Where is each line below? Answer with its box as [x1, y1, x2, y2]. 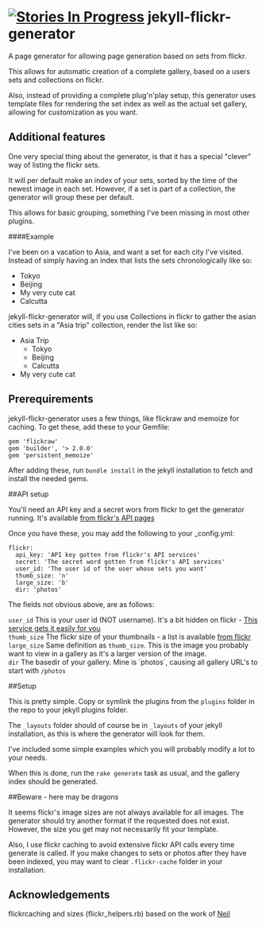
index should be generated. [8, 776, 98, 786]
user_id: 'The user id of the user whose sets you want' [15, 565, 208, 573]
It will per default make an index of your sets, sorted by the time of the [8, 175, 238, 185]
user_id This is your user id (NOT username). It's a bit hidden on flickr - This [8, 615, 258, 624]
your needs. [8, 753, 48, 762]
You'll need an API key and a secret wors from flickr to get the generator [8, 504, 245, 514]
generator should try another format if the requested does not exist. [8, 815, 230, 825]
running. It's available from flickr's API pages [8, 513, 155, 523]
